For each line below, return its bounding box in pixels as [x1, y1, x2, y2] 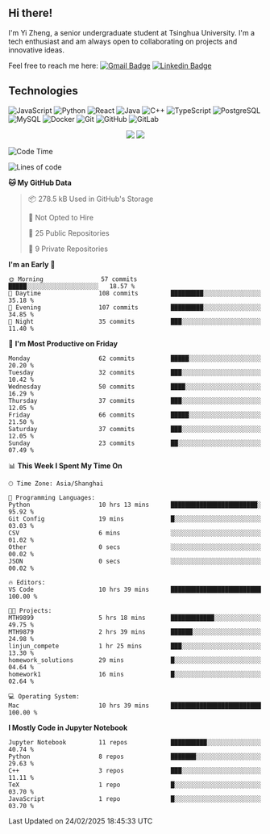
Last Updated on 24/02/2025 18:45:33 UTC [8, 815, 153, 826]
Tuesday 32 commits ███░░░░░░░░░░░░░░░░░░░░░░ [8, 368, 262, 376]
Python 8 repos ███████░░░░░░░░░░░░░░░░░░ [8, 752, 262, 761]
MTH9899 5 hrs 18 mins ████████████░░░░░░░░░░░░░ [8, 614, 262, 622]
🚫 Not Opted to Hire [27, 212, 94, 222]
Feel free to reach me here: [8, 61, 99, 70]
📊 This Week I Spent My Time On [8, 460, 123, 471]
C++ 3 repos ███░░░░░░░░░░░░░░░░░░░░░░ [8, 766, 262, 774]
